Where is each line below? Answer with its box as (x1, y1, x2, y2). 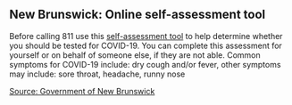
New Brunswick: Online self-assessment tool (9, 7, 266, 22)
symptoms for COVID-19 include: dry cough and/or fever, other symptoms (9, 59, 281, 69)
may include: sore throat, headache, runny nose (9, 69, 186, 79)
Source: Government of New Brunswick (9, 85, 155, 96)
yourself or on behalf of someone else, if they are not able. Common (9, 49, 261, 61)
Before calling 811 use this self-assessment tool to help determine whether (9, 30, 283, 41)
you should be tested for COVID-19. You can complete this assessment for (9, 40, 283, 51)
